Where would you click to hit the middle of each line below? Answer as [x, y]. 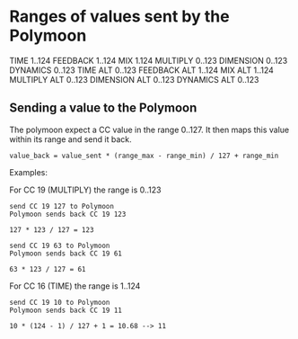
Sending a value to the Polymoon [103, 108]
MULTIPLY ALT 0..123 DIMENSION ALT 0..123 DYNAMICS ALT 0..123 [134, 79]
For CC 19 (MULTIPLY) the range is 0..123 [85, 190]
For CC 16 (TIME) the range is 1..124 [75, 286]
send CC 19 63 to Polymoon [60, 245]
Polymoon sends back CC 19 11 [66, 310]
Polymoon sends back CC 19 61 [66, 254]
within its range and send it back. [70, 139]
